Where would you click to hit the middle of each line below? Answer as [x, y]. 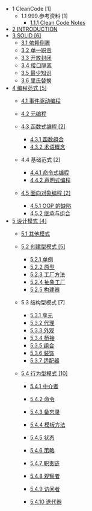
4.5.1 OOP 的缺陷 [51, 206]
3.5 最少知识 [36, 73]
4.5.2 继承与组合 [50, 213]
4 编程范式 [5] [29, 88]
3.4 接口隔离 [36, 65]
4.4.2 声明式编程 [50, 180]
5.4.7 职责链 [45, 463]
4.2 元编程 [34, 114]
